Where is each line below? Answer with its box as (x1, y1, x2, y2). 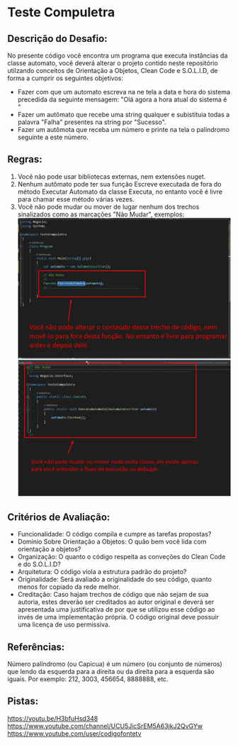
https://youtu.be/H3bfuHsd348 (7, 714, 98, 722)
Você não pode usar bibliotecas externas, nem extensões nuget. (17, 172, 206, 181)
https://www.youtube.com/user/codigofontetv (7, 729, 142, 738)
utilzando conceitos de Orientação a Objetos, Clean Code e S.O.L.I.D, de (7, 67, 218, 74)
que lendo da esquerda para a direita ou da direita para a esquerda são (7, 667, 215, 675)
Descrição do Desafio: (7, 33, 108, 45)
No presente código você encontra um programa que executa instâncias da (7, 51, 228, 60)
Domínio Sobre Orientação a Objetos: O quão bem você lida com (17, 537, 207, 546)
